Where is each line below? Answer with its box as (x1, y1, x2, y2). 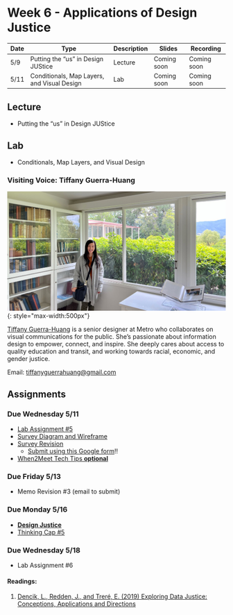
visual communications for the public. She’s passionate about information (7, 332, 216, 341)
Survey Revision (17, 439, 64, 448)
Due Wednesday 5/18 (7, 545, 81, 555)
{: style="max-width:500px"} (7, 312, 90, 320)
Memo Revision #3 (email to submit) (17, 487, 121, 496)
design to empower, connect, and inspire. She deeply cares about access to (7, 340, 225, 348)
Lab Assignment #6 (17, 561, 74, 570)
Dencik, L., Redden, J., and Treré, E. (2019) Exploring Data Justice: (17, 592, 208, 601)
